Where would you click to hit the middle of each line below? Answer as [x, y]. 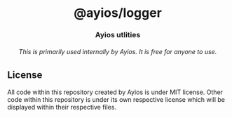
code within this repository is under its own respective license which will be [116, 99]
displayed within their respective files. [62, 107]
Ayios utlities [118, 35]
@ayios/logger [118, 13]
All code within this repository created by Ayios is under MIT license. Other [115, 92]
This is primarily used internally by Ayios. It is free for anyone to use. [118, 51]
